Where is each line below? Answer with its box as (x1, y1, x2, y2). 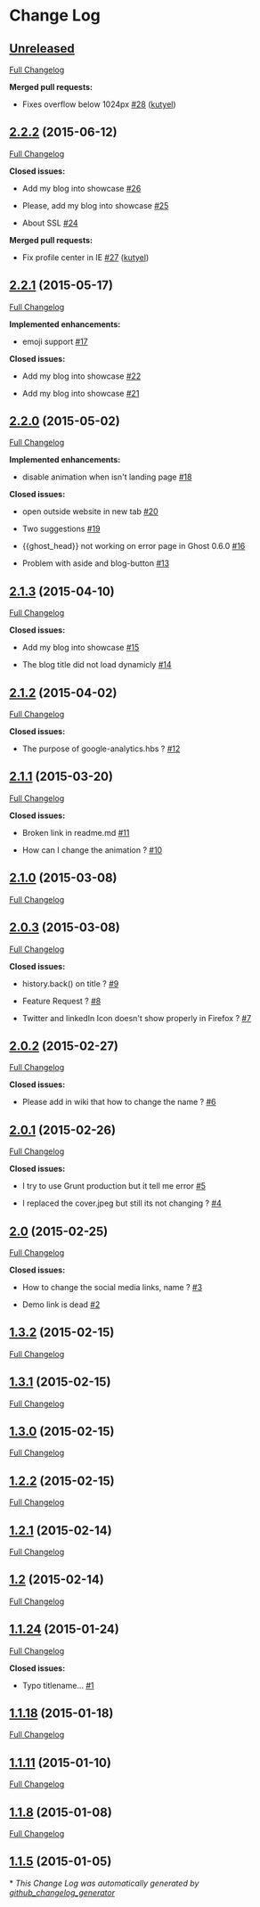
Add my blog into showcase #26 (21, 183, 142, 193)
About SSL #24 (21, 217, 78, 228)
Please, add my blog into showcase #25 (21, 200, 169, 210)
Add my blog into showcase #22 (21, 371, 142, 381)
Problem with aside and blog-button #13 (21, 558, 170, 569)
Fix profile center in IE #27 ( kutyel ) (21, 251, 150, 263)
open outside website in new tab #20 (21, 506, 158, 517)
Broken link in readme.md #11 (21, 827, 130, 838)
